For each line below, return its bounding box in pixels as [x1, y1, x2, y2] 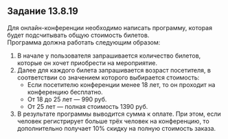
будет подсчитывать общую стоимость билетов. [7, 31, 150, 39]
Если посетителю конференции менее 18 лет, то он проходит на [27, 80, 216, 88]
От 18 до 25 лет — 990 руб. [27, 95, 107, 103]
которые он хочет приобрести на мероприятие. [16, 58, 158, 67]
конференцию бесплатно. [27, 88, 103, 96]
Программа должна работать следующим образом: [7, 38, 161, 47]
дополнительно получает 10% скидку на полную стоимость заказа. [16, 124, 216, 132]
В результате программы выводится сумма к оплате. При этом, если [16, 110, 221, 118]
